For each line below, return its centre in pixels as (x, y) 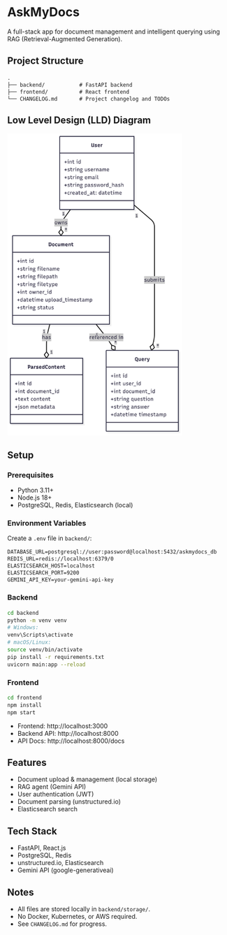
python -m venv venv (37, 620)
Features (27, 763)
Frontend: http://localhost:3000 (63, 726)
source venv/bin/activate (45, 650)
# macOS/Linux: (29, 643)
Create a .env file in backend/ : (50, 538)
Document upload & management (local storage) (87, 779)
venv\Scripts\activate (40, 635)
